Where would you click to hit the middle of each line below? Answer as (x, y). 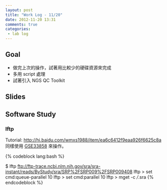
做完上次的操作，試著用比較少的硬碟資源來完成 (62, 68)
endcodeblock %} (24, 182)
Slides (15, 97)
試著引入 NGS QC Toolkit (39, 80)
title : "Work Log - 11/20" (34, 15)
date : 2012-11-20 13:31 (31, 19)
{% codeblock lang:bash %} (35, 156)
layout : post (19, 10)
